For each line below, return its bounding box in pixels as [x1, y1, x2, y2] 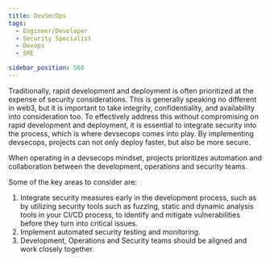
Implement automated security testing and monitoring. [19, 227, 201, 236]
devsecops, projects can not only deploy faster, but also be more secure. [8, 137, 251, 147]
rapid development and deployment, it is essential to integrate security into [8, 120, 257, 130]
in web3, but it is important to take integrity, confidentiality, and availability [8, 102, 255, 113]
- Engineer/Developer [15, 27, 89, 35]
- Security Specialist [15, 34, 92, 43]
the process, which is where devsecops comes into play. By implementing [8, 128, 254, 138]
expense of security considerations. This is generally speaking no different [8, 94, 256, 104]
